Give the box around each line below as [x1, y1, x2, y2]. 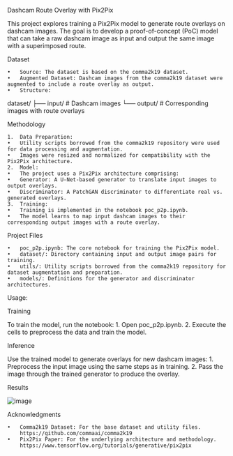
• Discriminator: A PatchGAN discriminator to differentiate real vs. [7, 188, 223, 195]
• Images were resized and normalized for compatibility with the [7, 152, 211, 159]
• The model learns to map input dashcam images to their [7, 213, 186, 220]
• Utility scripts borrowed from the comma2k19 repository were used [7, 139, 220, 146]
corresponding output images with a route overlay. [7, 219, 160, 226]
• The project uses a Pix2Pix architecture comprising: [7, 170, 179, 177]
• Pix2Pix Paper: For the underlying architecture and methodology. [7, 436, 217, 443]
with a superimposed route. [7, 42, 87, 50]
